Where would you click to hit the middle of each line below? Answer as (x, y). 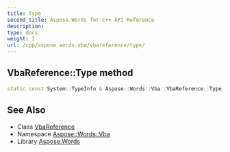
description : (26, 26)
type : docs (23, 33)
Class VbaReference (46, 127)
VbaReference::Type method (70, 73)
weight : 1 (21, 39)
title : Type (24, 13)
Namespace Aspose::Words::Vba (64, 134)
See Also (26, 110)
